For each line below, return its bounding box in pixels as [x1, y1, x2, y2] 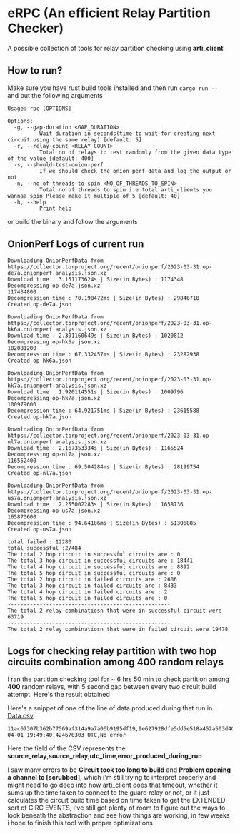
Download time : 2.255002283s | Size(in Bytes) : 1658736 [7, 501, 184, 508]
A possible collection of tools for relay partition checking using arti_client [7, 44, 224, 52]
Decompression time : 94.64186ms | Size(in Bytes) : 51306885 [7, 519, 196, 526]
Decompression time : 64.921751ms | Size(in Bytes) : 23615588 [7, 407, 200, 414]
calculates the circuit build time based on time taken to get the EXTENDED [7, 796, 226, 805]
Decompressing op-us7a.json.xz [7, 507, 101, 514]
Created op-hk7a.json [7, 413, 72, 421]
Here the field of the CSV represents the [7, 744, 126, 753]
